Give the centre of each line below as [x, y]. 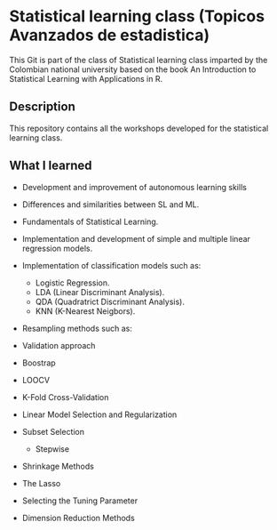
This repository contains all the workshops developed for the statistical [139, 128]
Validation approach [59, 345]
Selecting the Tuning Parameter [80, 501]
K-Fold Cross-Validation [65, 397]
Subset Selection [53, 431]
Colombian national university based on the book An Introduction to [133, 69]
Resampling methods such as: [77, 328]
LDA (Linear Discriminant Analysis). [100, 292]
